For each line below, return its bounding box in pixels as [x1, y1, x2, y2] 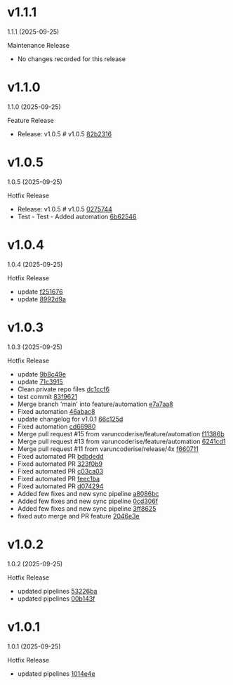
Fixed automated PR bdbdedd [17, 452, 104, 460]
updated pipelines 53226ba [17, 587, 98, 595]
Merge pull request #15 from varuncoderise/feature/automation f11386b [17, 429, 225, 438]
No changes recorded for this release [17, 54, 126, 63]
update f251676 [17, 287, 63, 296]
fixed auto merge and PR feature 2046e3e [17, 511, 140, 520]
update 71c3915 [17, 377, 63, 386]
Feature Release [7, 116, 54, 124]
